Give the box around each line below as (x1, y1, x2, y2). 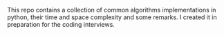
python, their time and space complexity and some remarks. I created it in (7, 13, 217, 21)
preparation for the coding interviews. (7, 21, 115, 28)
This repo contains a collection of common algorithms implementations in (7, 6, 216, 14)
